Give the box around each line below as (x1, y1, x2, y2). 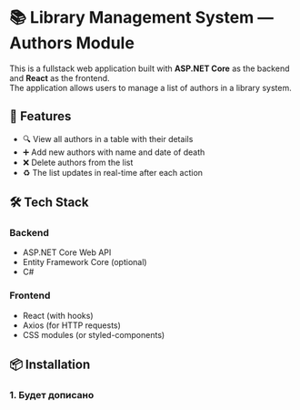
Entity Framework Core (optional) (22, 257, 147, 268)
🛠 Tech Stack (9, 195, 89, 210)
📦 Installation (9, 357, 91, 373)
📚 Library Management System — (9, 7, 275, 28)
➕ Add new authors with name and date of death (22, 147, 205, 158)
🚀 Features (9, 108, 72, 124)
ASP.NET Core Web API (22, 247, 112, 258)
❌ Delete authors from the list (22, 157, 134, 168)
